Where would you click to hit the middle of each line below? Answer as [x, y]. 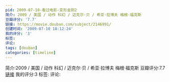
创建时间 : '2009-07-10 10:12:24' [39, 29]
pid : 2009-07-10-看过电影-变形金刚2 [41, 10]
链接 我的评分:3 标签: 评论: [33, 74]
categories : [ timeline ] [31, 52]
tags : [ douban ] [21, 48]
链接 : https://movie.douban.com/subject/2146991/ [58, 24]
